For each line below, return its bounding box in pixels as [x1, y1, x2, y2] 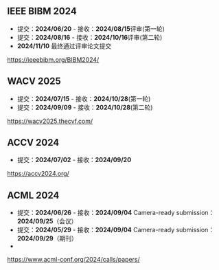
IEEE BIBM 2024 [7, 5, 77, 17]
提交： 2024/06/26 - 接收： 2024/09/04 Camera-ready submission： [16, 209, 215, 217]
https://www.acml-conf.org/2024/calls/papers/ [7, 256, 140, 264]
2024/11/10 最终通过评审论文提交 [16, 41, 112, 50]
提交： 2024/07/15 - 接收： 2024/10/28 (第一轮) [16, 94, 151, 102]
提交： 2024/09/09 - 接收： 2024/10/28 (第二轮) [16, 103, 153, 111]
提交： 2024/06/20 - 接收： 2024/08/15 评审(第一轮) [16, 24, 165, 33]
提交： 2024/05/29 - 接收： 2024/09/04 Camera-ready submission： [16, 226, 215, 234]
